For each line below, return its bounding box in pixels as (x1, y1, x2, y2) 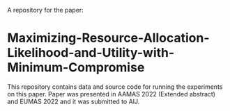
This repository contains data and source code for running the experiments (7, 83, 223, 91)
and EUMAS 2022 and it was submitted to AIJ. (7, 97, 140, 105)
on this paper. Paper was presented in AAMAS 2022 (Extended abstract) (7, 89, 216, 98)
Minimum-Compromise (7, 60, 145, 76)
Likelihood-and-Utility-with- (7, 45, 175, 61)
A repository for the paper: (7, 6, 84, 14)
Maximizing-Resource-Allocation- (7, 31, 210, 46)
